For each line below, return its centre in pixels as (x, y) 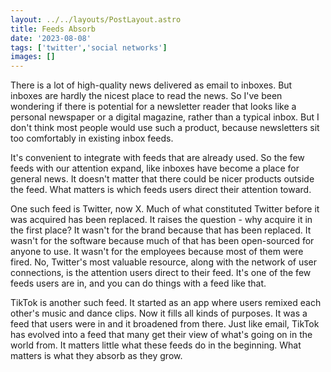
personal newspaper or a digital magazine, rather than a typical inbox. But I (165, 117)
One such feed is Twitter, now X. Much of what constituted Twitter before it (165, 209)
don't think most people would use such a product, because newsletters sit (165, 128)
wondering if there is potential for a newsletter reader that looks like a (153, 107)
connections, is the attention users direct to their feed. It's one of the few (161, 273)
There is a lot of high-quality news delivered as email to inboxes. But (151, 85)
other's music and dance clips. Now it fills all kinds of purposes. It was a (159, 313)
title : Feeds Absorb (53, 29)
